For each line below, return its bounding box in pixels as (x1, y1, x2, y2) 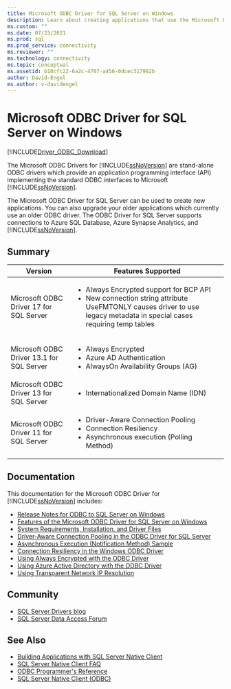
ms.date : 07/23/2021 (7, 29, 67, 37)
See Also (7, 635, 46, 646)
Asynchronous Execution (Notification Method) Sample (16, 539, 173, 548)
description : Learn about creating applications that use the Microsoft (7, 17, 220, 23)
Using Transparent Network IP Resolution (16, 568, 135, 577)
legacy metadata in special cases (85, 311, 193, 320)
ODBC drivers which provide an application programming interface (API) (7, 168, 212, 177)
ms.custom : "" (7, 23, 48, 30)
